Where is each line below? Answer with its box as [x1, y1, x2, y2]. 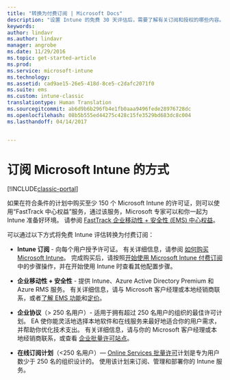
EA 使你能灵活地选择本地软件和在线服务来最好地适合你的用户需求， [30, 317, 220, 325]
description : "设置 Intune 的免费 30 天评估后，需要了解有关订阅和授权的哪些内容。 [7, 16, 225, 23]
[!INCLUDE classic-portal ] [7, 185, 79, 193]
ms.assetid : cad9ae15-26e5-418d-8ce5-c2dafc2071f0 [7, 80, 155, 87]
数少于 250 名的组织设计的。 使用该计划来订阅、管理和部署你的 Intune [16, 357, 215, 366]
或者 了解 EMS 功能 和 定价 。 [29, 294, 106, 302]
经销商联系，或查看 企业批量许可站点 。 [23, 334, 133, 342]
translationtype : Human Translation [7, 99, 112, 106]
